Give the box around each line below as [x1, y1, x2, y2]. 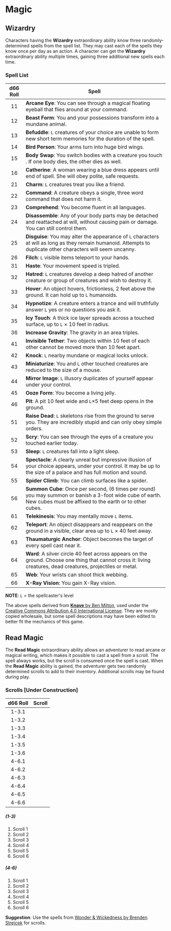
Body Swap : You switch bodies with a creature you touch [25, 152, 163, 159]
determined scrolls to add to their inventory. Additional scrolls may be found [5, 669, 164, 675]
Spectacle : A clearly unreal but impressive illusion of [25, 456, 152, 463]
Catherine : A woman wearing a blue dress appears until [25, 166, 159, 173]
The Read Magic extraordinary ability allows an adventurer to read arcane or [5, 647, 166, 653]
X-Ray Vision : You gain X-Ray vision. [25, 580, 116, 587]
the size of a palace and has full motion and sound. [25, 469, 148, 476]
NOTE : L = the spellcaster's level [5, 592, 74, 598]
